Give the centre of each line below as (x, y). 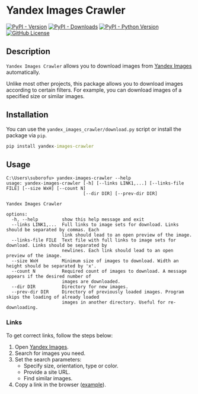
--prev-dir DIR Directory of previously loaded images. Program (98, 292)
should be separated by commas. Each (53, 230)
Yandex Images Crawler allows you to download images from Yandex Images (99, 66)
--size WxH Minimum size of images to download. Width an (95, 261)
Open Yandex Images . (42, 347)
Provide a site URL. (47, 372)
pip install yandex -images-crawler (50, 146)
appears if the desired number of (49, 277)
